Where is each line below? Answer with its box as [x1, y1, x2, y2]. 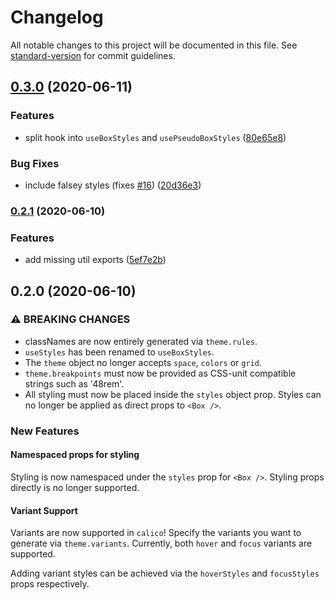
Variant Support [10, 504, 78, 516]
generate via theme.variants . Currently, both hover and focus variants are [10, 537, 313, 550]
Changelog [10, 6, 104, 29]
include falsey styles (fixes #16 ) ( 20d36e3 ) [24, 179, 202, 191]
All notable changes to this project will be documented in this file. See [10, 39, 298, 51]
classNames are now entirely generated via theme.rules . [24, 335, 258, 347]
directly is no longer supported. [10, 481, 140, 493]
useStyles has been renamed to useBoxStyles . [24, 346, 215, 358]
